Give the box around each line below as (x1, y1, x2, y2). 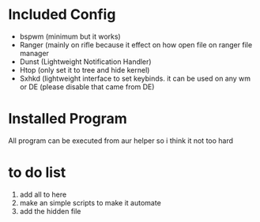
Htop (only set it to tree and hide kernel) (19, 65, 150, 74)
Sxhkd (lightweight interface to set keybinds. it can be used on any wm (19, 73, 251, 83)
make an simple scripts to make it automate (19, 198, 162, 207)
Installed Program (8, 110, 128, 128)
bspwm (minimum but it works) (19, 32, 121, 41)
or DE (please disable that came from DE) (19, 81, 155, 92)
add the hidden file (19, 206, 81, 216)
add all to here (19, 190, 67, 199)
